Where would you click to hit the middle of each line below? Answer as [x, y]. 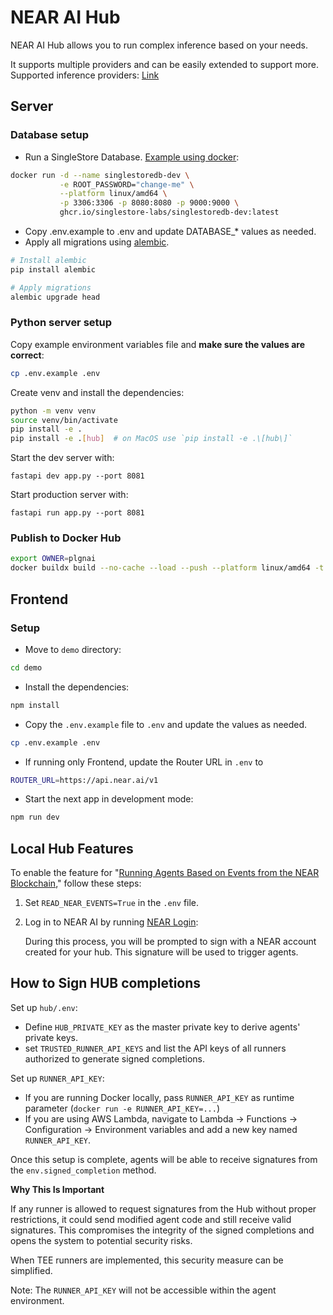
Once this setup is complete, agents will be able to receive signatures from [164, 1159]
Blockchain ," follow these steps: [76, 883]
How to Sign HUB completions [106, 983]
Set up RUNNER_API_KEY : [57, 1078]
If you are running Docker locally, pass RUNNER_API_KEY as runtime [159, 1097]
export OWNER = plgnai [53, 559]
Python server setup [61, 323]
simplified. [31, 1270]
